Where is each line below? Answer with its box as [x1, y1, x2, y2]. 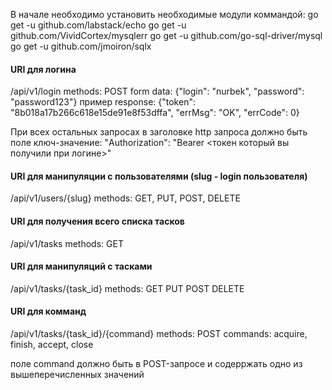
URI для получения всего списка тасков [10, 215, 185, 227]
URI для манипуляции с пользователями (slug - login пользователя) [10, 170, 308, 182]
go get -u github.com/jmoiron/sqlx [10, 40, 152, 52]
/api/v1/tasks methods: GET [10, 237, 124, 249]
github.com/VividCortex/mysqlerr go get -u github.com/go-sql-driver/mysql [10, 30, 323, 41]
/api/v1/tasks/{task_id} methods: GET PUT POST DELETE [10, 282, 245, 294]
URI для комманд [10, 305, 87, 318]
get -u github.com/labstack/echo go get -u [10, 19, 187, 31]
